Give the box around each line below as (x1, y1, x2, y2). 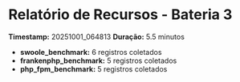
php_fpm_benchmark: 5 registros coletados (19, 64, 168, 73)
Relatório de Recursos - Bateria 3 (8, 6, 233, 24)
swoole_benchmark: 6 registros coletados (19, 47, 162, 57)
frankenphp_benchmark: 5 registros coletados (19, 56, 177, 65)
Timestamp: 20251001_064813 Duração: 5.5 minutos (8, 32, 185, 41)
